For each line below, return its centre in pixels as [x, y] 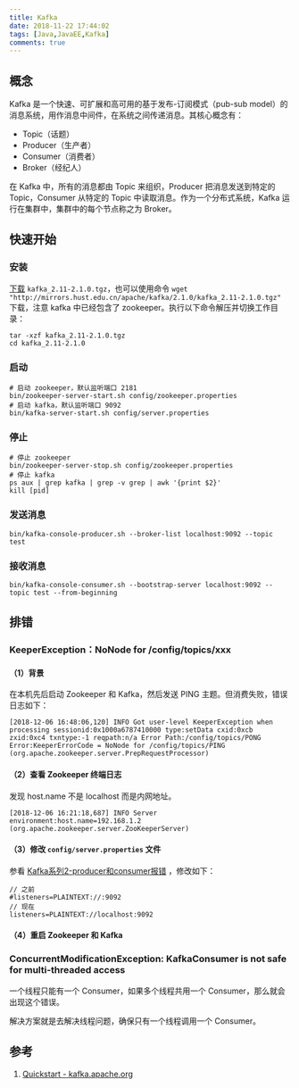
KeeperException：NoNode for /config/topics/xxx [120, 650]
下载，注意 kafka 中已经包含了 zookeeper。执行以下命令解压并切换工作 [140, 307]
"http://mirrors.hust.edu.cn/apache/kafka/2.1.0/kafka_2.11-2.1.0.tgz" [145, 297]
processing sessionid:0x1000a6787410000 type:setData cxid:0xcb [131, 730]
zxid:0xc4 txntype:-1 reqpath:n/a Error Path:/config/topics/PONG [135, 738]
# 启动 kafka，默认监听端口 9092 [66, 406]
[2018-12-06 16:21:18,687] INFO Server [83, 813]
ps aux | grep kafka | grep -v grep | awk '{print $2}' [115, 483]
